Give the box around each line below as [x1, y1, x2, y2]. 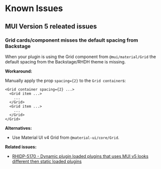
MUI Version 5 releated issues [5, 22, 97, 31]
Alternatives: [5, 125, 32, 131]
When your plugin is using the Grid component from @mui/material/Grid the [5, 54, 156, 60]
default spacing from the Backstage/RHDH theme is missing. [5, 59, 126, 64]
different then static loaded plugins [12, 158, 82, 164]
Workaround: [5, 68, 32, 74]
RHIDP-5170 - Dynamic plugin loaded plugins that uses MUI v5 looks [12, 153, 149, 159]
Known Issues [5, 3, 63, 14]
